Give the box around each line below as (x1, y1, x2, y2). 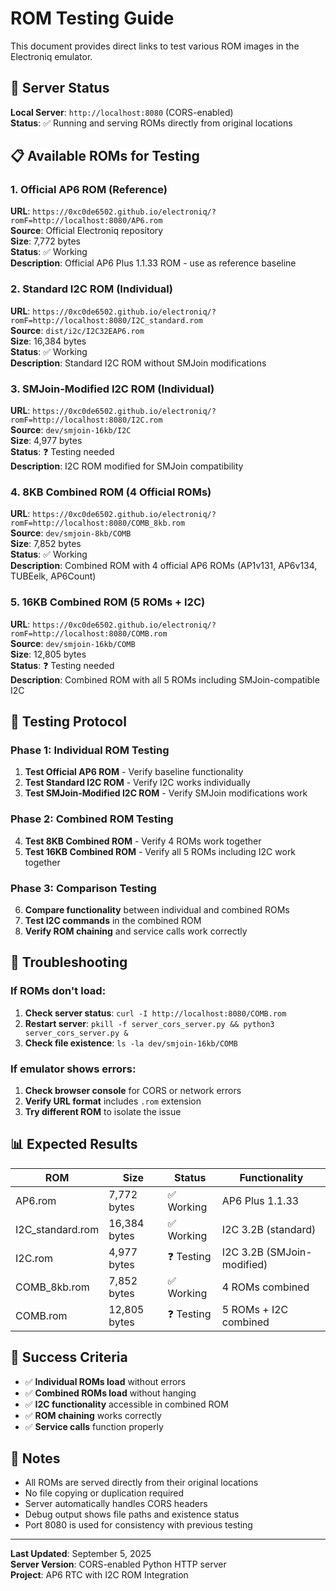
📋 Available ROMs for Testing (10, 148, 200, 165)
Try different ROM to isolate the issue (24, 1105, 182, 1117)
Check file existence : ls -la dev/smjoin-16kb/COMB (24, 1037, 238, 1049)
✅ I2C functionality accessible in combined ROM (24, 1398, 229, 1410)
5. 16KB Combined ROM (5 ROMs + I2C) (10, 595, 206, 609)
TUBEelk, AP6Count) (10, 570, 97, 582)
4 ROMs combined (221, 1280, 310, 1294)
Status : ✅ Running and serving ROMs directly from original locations (10, 117, 293, 129)
